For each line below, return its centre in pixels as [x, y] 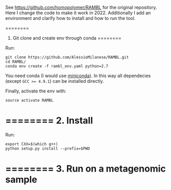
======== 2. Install [49, 121]
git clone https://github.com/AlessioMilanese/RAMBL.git [67, 57]
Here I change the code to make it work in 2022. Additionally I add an [78, 13]
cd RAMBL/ [16, 62]
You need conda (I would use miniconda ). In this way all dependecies [78, 76]
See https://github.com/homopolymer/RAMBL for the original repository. [81, 7]
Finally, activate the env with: [36, 91]
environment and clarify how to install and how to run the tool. [70, 18]
